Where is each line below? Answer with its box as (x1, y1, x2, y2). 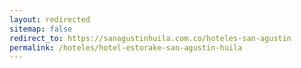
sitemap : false (9, 24, 73, 34)
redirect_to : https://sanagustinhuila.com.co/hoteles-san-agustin (9, 33, 292, 43)
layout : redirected (9, 14, 91, 25)
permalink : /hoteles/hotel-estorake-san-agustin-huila (9, 42, 243, 53)
